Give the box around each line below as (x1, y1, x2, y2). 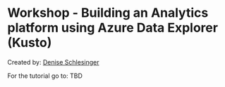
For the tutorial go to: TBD (7, 72, 83, 80)
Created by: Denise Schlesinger (7, 58, 99, 66)
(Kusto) (7, 35, 52, 51)
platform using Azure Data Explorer (7, 20, 219, 36)
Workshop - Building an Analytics (7, 5, 209, 21)
